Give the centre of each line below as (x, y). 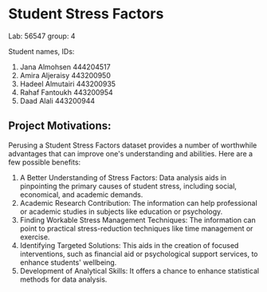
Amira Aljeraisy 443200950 (65, 75)
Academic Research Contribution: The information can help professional (138, 203)
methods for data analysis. (63, 279)
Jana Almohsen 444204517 (65, 67)
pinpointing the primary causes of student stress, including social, (128, 186)
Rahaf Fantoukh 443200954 (66, 92)
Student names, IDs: (41, 51)
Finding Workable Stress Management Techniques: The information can (138, 219)
